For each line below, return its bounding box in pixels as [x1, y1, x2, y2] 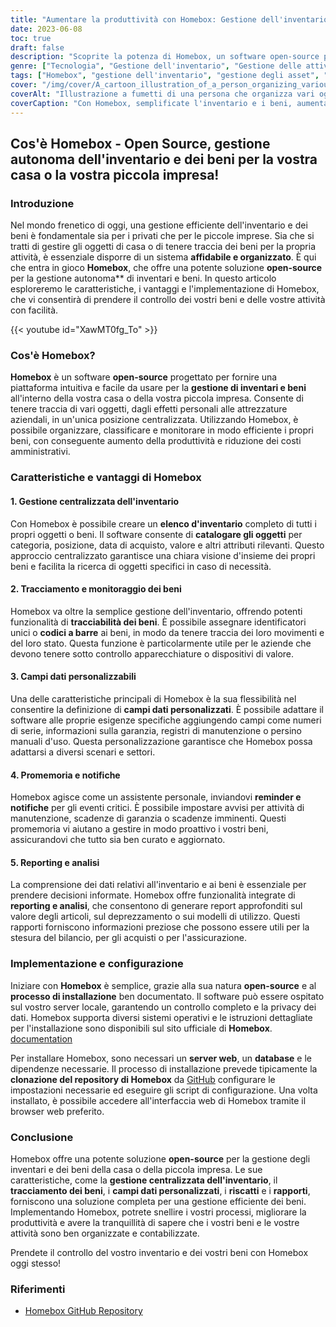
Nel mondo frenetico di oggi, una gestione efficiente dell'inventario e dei [10, 219, 308, 231]
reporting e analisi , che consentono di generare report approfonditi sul [10, 900, 303, 912]
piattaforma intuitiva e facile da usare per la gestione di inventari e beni [10, 382, 307, 394]
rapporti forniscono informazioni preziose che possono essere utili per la [10, 921, 310, 933]
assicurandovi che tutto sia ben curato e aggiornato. [10, 834, 226, 846]
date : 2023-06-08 [10, 24, 83, 34]
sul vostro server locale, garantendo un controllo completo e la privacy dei [10, 1001, 317, 1013]
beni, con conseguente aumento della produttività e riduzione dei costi [10, 435, 302, 447]
